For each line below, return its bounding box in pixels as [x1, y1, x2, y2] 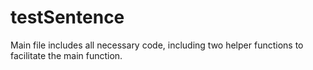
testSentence [10, 6, 125, 29]
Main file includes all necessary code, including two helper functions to [10, 39, 304, 51]
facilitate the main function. [10, 49, 123, 61]
